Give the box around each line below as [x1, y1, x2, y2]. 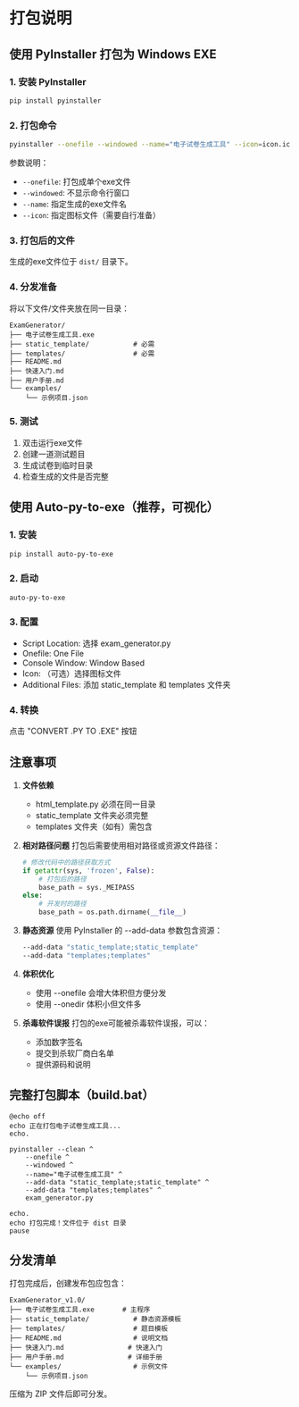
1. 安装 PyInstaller [9, 75, 87, 88]
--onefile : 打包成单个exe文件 [21, 176, 131, 187]
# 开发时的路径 [38, 900, 87, 909]
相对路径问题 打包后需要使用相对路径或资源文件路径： [21, 840, 220, 850]
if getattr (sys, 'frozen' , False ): [21, 866, 155, 875]
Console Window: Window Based [21, 657, 145, 668]
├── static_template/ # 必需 [9, 339, 155, 348]
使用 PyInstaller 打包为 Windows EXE [9, 46, 217, 62]
